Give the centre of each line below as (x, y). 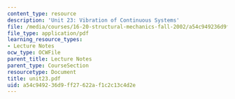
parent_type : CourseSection (48, 66)
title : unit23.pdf (34, 78)
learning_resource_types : (45, 40)
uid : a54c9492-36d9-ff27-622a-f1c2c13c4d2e (72, 85)
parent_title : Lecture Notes (50, 59)
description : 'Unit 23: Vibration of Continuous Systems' (93, 20)
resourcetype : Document (42, 72)
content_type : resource (42, 14)
